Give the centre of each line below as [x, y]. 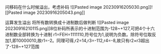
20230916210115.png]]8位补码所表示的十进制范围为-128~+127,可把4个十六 [80, 28]
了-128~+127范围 [22, 47]
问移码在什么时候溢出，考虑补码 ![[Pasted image [54, 7]
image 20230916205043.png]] [54, 13]
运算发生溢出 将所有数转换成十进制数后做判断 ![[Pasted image [67, 22]
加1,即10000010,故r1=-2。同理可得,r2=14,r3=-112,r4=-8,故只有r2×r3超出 [77, 40]
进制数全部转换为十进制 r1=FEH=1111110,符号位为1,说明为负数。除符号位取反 [80, 34]
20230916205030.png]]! [128, 7]
